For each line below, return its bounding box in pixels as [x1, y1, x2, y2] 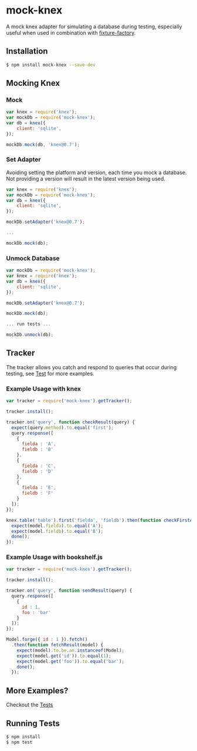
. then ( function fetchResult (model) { [11, 642, 104, 648]
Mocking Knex [6, 78, 60, 88]
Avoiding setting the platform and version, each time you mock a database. [6, 169, 187, 176]
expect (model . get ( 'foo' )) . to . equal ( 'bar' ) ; [16, 658, 125, 665]
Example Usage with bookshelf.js [6, 553, 103, 562]
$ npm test [6, 739, 33, 745]
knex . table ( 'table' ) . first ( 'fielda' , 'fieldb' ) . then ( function [6, 517, 161, 523]
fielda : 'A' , [21, 441, 57, 447]
